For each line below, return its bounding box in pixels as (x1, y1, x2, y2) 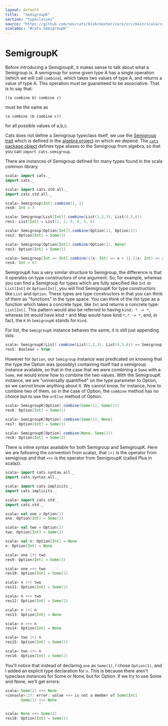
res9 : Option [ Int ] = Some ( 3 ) (5, 557, 66, 562)
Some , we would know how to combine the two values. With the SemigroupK (5, 372, 161, 378)
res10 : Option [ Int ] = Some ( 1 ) (5, 571, 68, 576)
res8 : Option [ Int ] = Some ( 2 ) (5, 435, 66, 440)
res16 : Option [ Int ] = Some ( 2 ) (5, 653, 68, 658)
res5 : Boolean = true (5, 347, 50, 352)
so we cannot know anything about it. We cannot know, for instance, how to (5, 383, 161, 389)
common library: (5, 164, 39, 170)
